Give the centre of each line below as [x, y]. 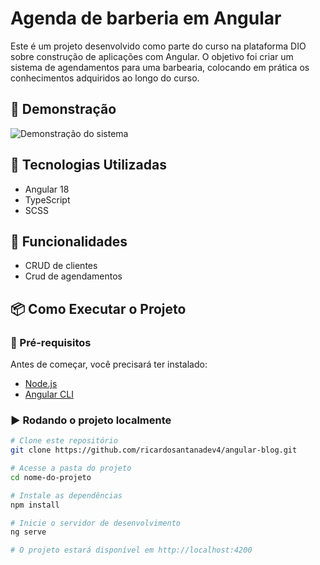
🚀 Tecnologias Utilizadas [88, 165]
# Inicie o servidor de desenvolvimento [96, 523]
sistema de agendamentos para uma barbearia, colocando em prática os [160, 67]
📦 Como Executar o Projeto [98, 308]
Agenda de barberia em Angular [146, 18]
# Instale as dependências [66, 495]
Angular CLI [49, 394]
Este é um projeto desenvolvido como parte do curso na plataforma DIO [158, 46]
